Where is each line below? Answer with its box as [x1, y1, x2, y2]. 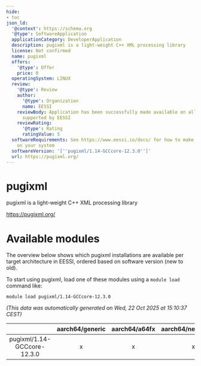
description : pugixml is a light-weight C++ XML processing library [11, 43, 186, 49]
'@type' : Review [17, 87, 58, 93]
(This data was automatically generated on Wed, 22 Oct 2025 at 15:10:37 [6, 304, 187, 311]
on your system [17, 142, 55, 149]
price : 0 [17, 70, 39, 76]
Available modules [6, 232, 100, 246]
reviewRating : [17, 120, 52, 126]
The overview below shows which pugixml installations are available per [6, 252, 184, 259]
